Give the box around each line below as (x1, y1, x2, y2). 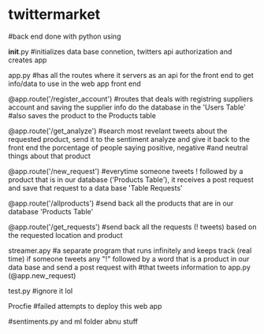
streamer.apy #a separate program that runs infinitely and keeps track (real (8, 246, 252, 255)
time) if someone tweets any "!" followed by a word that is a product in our (8, 254, 250, 263)
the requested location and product (8, 230, 124, 239)
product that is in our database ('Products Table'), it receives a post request (8, 175, 254, 184)
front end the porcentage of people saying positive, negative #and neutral (8, 143, 248, 152)
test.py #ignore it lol (8, 286, 73, 295)
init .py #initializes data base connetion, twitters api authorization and (8, 46, 232, 56)
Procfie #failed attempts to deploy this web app (8, 301, 162, 310)
